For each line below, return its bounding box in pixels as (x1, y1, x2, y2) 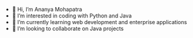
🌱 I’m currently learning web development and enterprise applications (12, 19, 188, 25)
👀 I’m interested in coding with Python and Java (12, 12, 132, 19)
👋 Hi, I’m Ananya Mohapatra (12, 6, 82, 13)
